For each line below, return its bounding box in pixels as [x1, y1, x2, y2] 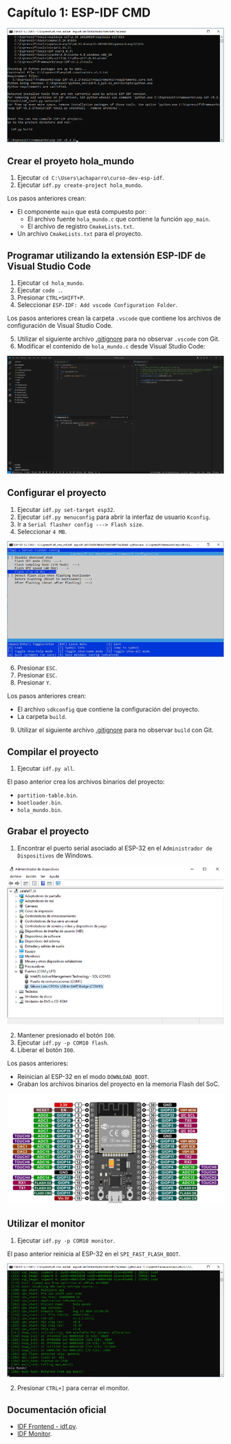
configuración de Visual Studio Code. [7, 322, 113, 330]
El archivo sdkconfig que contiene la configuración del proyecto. [16, 705, 200, 713]
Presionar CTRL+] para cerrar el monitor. [16, 1384, 130, 1392]
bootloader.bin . [16, 798, 63, 807]
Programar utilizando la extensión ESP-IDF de [7, 250, 206, 261]
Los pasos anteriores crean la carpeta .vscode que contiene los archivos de [7, 314, 221, 322]
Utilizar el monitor [7, 1218, 85, 1229]
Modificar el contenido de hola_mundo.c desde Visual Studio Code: [16, 342, 206, 350]
